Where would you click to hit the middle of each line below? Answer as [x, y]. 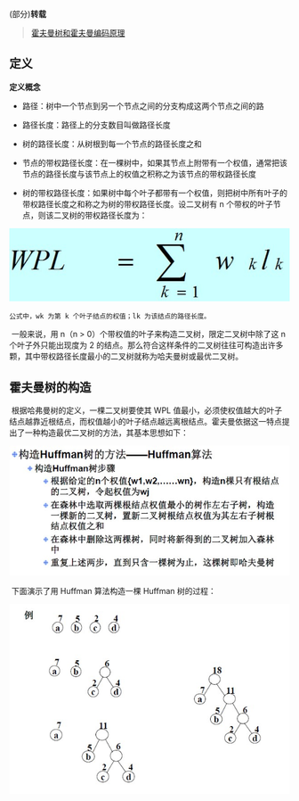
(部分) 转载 [28, 14]
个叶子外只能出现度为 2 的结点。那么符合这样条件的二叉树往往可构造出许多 [146, 345]
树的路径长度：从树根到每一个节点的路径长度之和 [112, 144]
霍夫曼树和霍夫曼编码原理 [78, 33]
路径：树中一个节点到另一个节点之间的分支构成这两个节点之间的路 [143, 105]
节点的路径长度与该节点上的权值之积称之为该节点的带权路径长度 [139, 174]
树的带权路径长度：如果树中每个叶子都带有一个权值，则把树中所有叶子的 [154, 193]
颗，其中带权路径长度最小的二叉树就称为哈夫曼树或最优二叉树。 [126, 357]
